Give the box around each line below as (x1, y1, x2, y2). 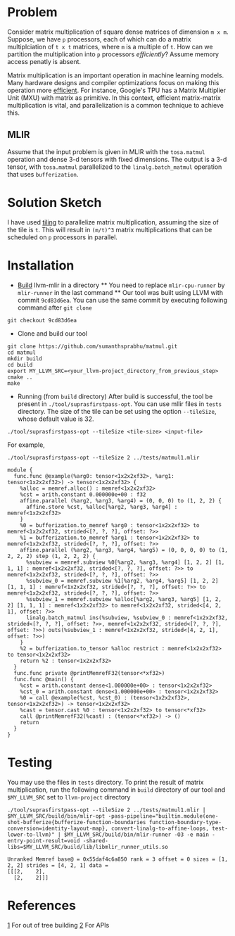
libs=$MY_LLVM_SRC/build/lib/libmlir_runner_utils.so (7, 843, 169, 850)
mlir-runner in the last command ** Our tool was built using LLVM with (17, 288, 224, 296)
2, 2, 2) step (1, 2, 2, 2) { (7, 552, 96, 559)
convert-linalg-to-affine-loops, (111, 825, 210, 832)
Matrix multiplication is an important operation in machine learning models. (7, 71, 224, 80)
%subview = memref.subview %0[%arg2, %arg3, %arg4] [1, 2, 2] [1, (25, 559, 225, 566)
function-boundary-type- (148, 818, 222, 826)
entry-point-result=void (7, 837, 80, 845)
